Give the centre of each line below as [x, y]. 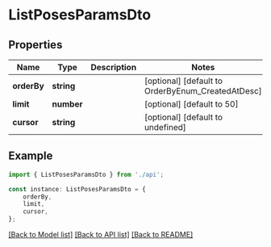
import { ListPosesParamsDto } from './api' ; [86, 174]
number [67, 104]
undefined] [165, 127]
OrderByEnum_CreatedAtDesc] [203, 91]
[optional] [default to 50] [191, 104]
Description [114, 67]
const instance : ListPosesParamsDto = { [77, 189]
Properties [35, 45]
